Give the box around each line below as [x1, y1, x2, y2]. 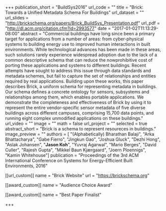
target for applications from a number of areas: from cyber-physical [5, 36, 144, 42]
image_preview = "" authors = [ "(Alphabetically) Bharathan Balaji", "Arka [5, 131, 155, 137]
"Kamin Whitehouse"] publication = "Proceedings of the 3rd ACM [5, 152, 139, 158]
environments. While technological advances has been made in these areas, [5, 47, 162, 52]
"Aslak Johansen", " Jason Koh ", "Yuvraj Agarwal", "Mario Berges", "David [5, 142, 157, 147]
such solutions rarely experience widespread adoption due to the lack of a [5, 52, 158, 58]
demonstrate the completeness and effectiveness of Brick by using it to [5, 100, 152, 105]
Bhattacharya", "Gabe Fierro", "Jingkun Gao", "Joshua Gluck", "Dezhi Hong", [5, 136, 161, 142]
